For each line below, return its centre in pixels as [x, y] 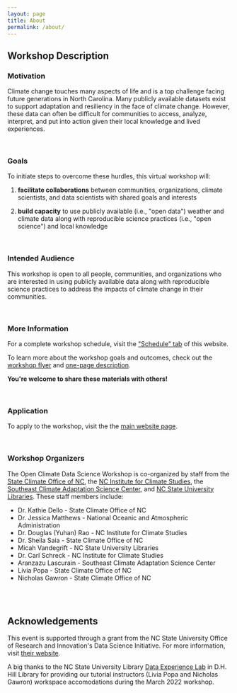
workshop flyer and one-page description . [69, 365]
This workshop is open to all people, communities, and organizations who [115, 274]
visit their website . [34, 653]
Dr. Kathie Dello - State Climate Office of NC [82, 510]
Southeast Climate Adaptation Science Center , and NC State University [111, 488]
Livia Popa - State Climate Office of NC [75, 570]
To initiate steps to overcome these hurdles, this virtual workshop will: [109, 176]
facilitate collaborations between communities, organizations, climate [120, 190]
